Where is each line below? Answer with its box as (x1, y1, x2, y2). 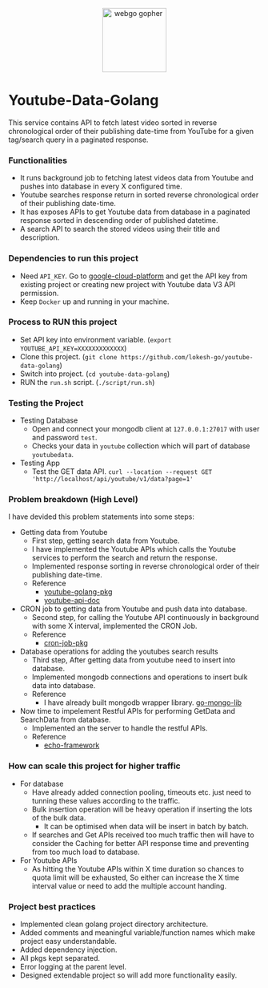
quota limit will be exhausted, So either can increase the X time (31, 873, 240, 882)
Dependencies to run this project (8, 253, 138, 264)
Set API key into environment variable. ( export (19, 334, 172, 344)
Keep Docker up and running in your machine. (19, 297, 170, 306)
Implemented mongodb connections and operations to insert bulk (31, 672, 248, 682)
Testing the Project (8, 397, 84, 408)
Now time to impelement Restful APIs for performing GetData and (19, 707, 236, 716)
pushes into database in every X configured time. (19, 181, 182, 192)
